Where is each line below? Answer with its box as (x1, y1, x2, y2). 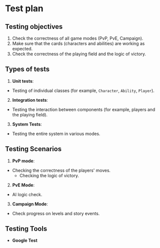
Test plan (5, 3, 44, 14)
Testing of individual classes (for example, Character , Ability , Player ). (12, 88, 155, 93)
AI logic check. (12, 191, 43, 197)
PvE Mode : (12, 182, 35, 188)
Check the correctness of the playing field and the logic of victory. (12, 51, 146, 57)
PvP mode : (12, 158, 35, 164)
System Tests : (12, 121, 42, 127)
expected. (12, 46, 33, 51)
